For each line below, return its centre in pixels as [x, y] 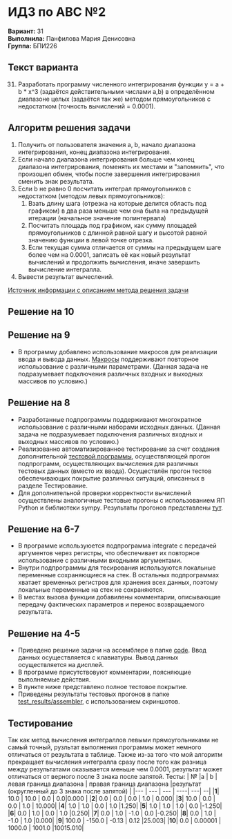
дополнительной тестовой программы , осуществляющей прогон [114, 456]
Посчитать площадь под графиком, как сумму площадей [113, 225]
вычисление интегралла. [65, 269]
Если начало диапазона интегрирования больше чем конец [106, 159]
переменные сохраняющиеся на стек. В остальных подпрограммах [118, 575]
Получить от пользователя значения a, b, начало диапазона [107, 144]
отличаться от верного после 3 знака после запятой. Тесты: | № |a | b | [113, 777]
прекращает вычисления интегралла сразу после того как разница [107, 762]
